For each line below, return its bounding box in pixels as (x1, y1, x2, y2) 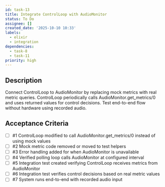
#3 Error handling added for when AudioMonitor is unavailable (12, 149, 139, 155)
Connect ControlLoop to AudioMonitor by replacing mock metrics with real (5, 90, 157, 95)
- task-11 (9, 53, 30, 58)
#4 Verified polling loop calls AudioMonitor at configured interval (12, 154, 144, 161)
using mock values (12, 138, 51, 144)
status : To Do (5, 16, 35, 21)
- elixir (9, 35, 28, 40)
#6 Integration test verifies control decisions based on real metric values (12, 171, 160, 177)
